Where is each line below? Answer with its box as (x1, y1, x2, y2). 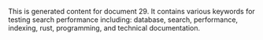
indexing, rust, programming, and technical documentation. (8, 24, 201, 32)
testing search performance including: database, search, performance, (8, 15, 239, 24)
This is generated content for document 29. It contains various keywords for (8, 7, 256, 16)
